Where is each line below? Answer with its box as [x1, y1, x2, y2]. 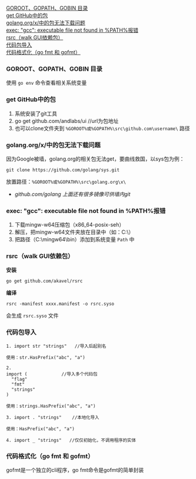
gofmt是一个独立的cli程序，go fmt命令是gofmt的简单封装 [6, 467, 144, 474]
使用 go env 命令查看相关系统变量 [6, 79, 87, 87]
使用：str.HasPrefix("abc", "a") [6, 354, 85, 360]
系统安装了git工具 [14, 110, 58, 117]
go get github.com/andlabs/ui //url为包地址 [14, 117, 119, 124]
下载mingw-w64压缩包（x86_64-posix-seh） [14, 221, 125, 228]
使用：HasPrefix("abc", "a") [6, 425, 75, 432]
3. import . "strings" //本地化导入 [6, 414, 99, 420]
